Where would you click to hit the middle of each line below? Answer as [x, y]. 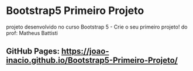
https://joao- [85, 52]
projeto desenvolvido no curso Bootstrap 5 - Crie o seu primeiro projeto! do [97, 27]
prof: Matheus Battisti [32, 33]
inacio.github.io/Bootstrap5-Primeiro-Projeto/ [92, 60]
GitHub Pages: [33, 52]
